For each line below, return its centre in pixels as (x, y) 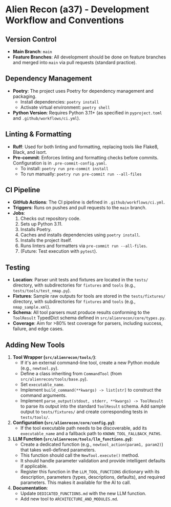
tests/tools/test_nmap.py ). (42, 291)
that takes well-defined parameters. (58, 450)
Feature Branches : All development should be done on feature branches (89, 57)
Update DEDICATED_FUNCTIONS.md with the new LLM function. (83, 494)
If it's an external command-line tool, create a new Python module (90, 363)
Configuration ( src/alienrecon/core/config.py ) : (64, 423)
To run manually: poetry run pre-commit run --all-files (81, 174)
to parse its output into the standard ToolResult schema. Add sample (93, 407)
